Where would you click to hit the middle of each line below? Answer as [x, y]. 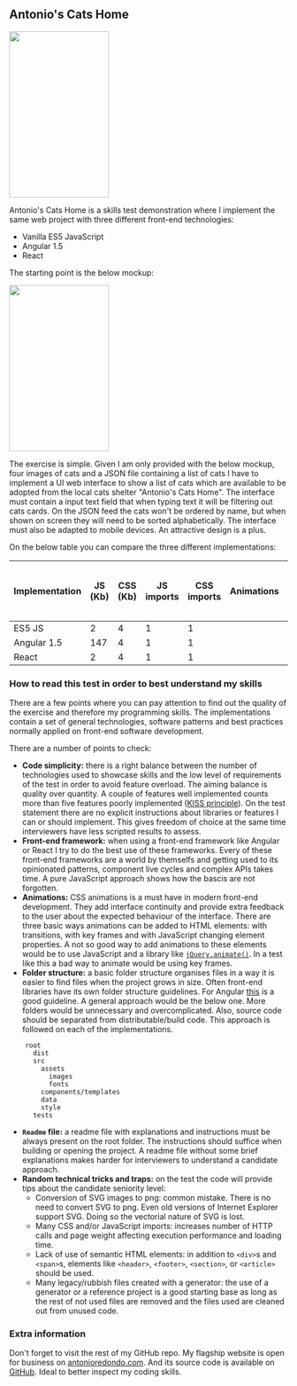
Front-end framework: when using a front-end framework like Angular [151, 841]
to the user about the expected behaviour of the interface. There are [146, 916]
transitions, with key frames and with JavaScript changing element [143, 936]
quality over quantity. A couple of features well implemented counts [145, 794]
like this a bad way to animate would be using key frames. [127, 963]
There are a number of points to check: [80, 748]
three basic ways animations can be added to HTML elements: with [145, 926]
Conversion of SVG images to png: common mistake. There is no [153, 1198]
